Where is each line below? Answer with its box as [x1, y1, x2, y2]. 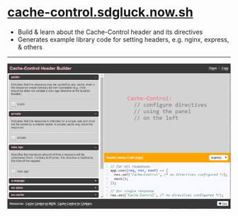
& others [17, 42, 42, 51]
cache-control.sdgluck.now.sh [7, 4, 193, 21]
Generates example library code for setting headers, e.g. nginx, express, [17, 35, 229, 43]
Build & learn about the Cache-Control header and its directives [17, 28, 203, 36]
